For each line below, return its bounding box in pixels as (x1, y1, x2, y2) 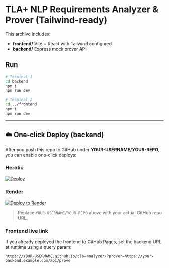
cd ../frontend (5, 102, 37, 107)
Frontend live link (5, 228, 49, 235)
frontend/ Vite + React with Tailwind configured (12, 40, 112, 46)
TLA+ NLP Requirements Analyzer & (5, 4, 159, 15)
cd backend (5, 79, 28, 84)
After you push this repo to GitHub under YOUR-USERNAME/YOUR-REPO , (5, 146, 160, 152)
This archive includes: (5, 31, 51, 37)
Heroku (5, 164, 24, 171)
